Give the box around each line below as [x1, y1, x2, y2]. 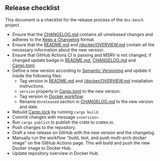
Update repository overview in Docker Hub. [12, 150, 99, 156]
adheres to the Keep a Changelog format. [12, 36, 95, 42]
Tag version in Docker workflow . [19, 93, 84, 99]
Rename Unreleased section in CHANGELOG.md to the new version [19, 98, 154, 104]
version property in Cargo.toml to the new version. [19, 88, 121, 94]
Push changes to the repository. [12, 124, 76, 130]
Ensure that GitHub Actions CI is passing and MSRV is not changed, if [12, 52, 152, 58]
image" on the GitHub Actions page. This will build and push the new [12, 140, 150, 145]
